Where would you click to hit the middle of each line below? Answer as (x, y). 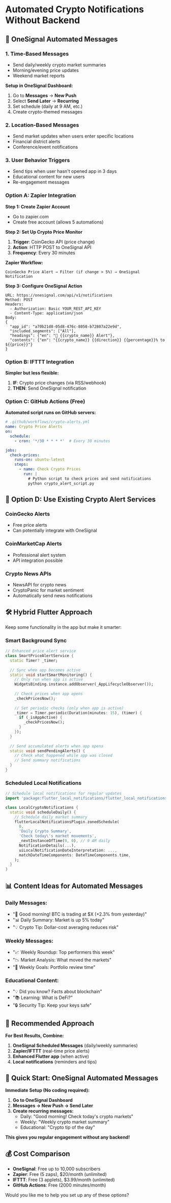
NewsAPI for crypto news (39, 585)
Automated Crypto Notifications (75, 9)
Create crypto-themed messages (48, 111)
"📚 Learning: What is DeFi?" (42, 997)
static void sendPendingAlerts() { (48, 751)
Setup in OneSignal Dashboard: (39, 85)
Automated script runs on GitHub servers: (51, 413)
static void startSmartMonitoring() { (51, 675)
